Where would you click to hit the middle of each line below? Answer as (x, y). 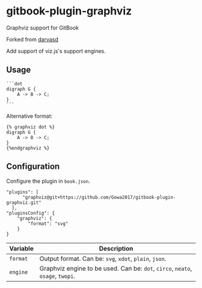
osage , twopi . (57, 276)
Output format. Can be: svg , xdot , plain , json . (103, 259)
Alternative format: (29, 116)
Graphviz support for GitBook (43, 28)
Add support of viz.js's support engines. (56, 51)
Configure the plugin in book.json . (48, 181)
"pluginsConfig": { (31, 213)
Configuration (33, 167)
